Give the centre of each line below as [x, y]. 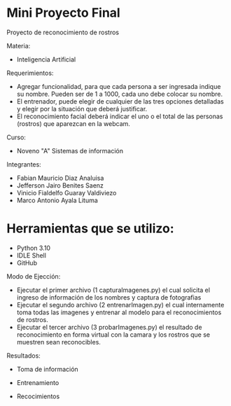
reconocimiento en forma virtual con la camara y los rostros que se [113, 335]
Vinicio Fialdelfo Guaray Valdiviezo [66, 192]
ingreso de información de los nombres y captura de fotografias [109, 297]
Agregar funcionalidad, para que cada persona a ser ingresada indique [119, 86]
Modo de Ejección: [34, 276]
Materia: [19, 45]
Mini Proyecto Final [63, 13]
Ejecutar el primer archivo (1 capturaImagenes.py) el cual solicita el [113, 290]
